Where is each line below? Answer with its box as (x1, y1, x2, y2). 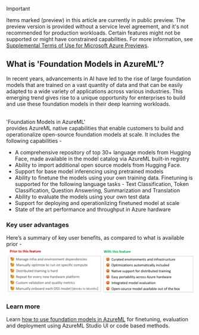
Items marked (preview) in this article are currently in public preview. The (6, 17, 186, 23)
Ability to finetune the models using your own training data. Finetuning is (14, 174, 193, 181)
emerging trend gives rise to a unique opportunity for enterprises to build (6, 94, 186, 101)
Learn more (6, 302, 41, 311)
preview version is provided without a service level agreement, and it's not (6, 23, 189, 30)
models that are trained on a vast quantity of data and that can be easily (6, 81, 183, 88)
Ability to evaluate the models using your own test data (14, 193, 150, 200)
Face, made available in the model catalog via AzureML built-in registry (14, 155, 189, 162)
